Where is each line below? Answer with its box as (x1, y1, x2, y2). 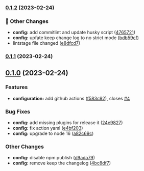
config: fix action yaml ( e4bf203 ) (12, 125, 83, 131)
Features (5, 83, 28, 91)
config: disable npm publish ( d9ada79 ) (12, 155, 95, 161)
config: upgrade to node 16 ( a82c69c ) (12, 130, 94, 136)
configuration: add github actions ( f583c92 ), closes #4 (12, 95, 130, 101)
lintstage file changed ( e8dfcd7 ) (12, 40, 81, 46)
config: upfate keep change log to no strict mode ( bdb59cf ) (12, 35, 139, 41)
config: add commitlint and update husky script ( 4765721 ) (12, 30, 135, 36)
